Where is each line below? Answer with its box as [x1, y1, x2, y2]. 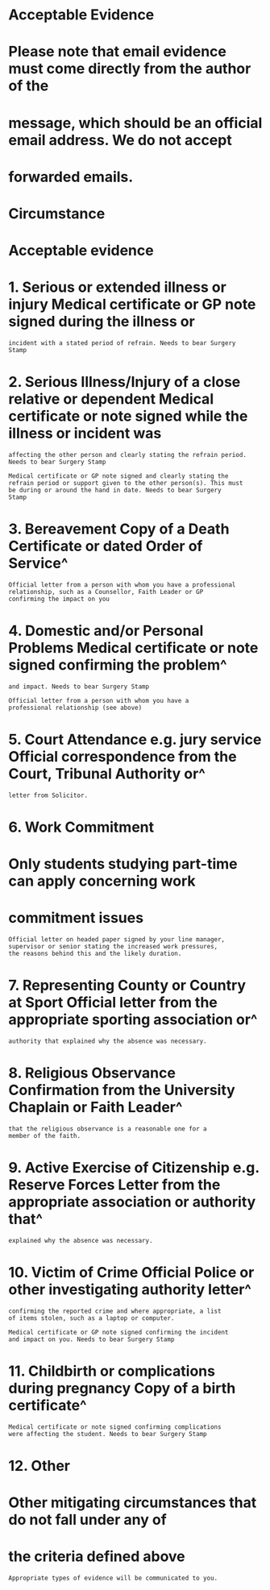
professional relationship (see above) [8, 704, 143, 712]
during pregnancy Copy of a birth [8, 1380, 236, 1397]
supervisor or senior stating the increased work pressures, [8, 943, 218, 951]
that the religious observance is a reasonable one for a [8, 1125, 207, 1133]
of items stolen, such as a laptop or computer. [8, 1314, 175, 1322]
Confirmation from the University [8, 1081, 235, 1099]
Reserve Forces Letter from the [8, 1176, 221, 1194]
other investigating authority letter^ [8, 1281, 252, 1299]
